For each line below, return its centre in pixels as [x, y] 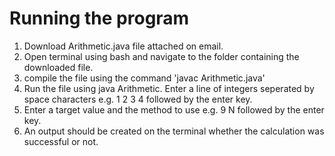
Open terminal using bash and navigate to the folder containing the [161, 56]
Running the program [99, 18]
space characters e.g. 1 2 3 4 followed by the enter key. [138, 99]
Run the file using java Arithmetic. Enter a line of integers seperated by [169, 88]
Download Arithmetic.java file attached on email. [123, 46]
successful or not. [61, 141]
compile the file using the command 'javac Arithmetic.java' [144, 78]
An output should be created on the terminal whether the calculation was [174, 131]
